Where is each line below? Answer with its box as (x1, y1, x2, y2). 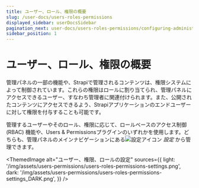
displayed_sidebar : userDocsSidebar (6, 20, 97, 26)
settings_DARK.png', (6, 176, 56, 183)
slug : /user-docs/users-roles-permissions (6, 14, 113, 20)
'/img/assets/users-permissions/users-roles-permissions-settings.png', (6, 162, 181, 170)
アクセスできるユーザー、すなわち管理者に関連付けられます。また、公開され (6, 94, 192, 101)
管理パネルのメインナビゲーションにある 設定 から (26, 136, 186, 143)
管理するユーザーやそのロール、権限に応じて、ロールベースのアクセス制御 (6, 121, 187, 128)
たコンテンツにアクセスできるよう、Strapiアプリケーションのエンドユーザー (6, 101, 191, 109)
